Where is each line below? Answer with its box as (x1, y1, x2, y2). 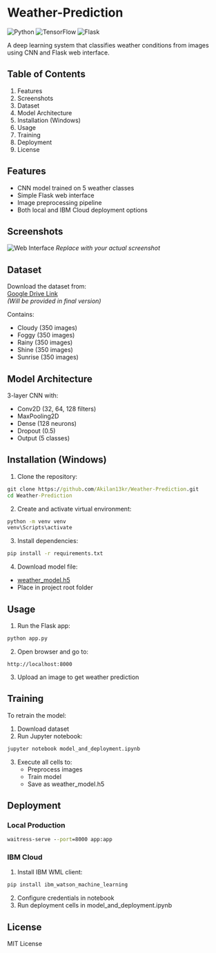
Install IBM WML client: (17, 868, 83, 876)
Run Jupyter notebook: (17, 731, 83, 740)
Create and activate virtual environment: (17, 504, 132, 513)
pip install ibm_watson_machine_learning (7, 881, 128, 888)
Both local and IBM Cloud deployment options (17, 206, 148, 214)
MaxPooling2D (17, 412, 59, 420)
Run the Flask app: (17, 622, 70, 629)
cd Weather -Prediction (7, 492, 72, 499)
